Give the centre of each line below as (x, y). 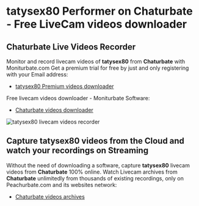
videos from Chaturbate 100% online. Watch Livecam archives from (92, 172)
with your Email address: (37, 74)
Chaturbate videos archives (50, 196)
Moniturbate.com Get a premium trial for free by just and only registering (98, 68)
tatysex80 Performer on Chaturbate (100, 11)
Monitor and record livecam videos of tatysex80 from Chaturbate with (96, 61)
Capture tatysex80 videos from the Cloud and (96, 141)
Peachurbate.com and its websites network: (62, 185)
